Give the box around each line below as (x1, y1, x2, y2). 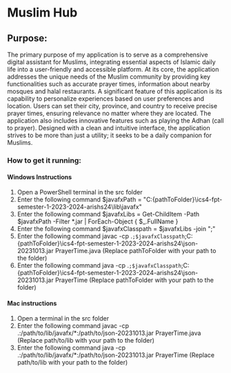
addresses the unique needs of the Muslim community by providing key (7, 72, 211, 81)
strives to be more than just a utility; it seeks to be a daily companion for (7, 131, 212, 139)
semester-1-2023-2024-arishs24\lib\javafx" (17, 203, 143, 211)
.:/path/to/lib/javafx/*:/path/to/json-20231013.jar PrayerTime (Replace (17, 351, 215, 359)
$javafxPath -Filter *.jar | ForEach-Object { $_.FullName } (17, 217, 179, 225)
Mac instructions (7, 299, 57, 308)
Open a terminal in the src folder (17, 314, 109, 323)
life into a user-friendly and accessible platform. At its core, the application (7, 65, 219, 73)
